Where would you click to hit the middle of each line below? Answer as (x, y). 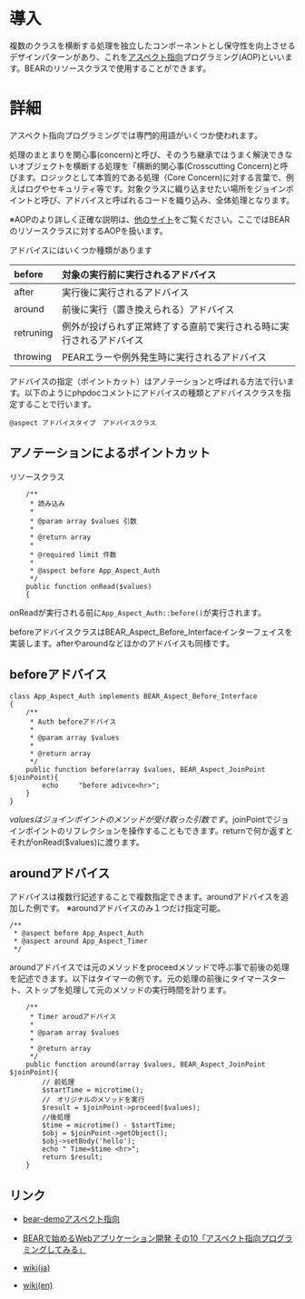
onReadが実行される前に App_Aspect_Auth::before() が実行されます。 (138, 612)
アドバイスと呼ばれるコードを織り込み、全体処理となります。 (180, 200)
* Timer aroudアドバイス (73, 1017)
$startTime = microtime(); (93, 1090)
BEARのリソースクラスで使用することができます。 (118, 68)
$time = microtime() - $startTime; (109, 1125)
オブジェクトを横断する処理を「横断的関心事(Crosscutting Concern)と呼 (152, 165)
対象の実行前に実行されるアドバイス (139, 275)
